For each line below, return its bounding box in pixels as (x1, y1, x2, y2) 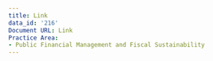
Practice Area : (8, 33, 59, 42)
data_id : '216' (8, 19, 59, 27)
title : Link (8, 11, 48, 20)
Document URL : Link (8, 26, 73, 34)
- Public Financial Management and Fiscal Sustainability (8, 41, 205, 49)
